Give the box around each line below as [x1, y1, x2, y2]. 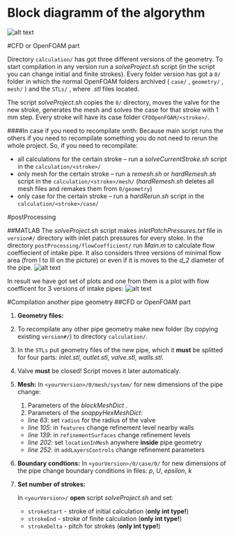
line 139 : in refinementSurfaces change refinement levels [27, 430, 191, 439]
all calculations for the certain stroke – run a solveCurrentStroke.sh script [17, 155, 228, 163]
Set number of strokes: [17, 480, 86, 488]
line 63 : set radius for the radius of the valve [27, 416, 156, 424]
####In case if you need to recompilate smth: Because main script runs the [7, 126, 224, 135]
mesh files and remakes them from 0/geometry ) [17, 184, 153, 192]
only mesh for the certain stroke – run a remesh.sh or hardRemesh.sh [17, 169, 217, 178]
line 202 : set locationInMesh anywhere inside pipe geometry [27, 438, 203, 446]
